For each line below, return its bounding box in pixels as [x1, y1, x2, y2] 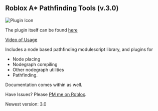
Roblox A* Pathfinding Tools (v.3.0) [5, 4, 119, 12]
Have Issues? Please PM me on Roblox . [5, 91, 87, 97]
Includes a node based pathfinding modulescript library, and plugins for [5, 46, 153, 52]
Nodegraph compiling [12, 61, 58, 67]
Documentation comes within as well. [5, 81, 83, 87]
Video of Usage [5, 36, 38, 42]
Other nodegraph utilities [12, 66, 64, 72]
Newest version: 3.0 [5, 101, 47, 107]
